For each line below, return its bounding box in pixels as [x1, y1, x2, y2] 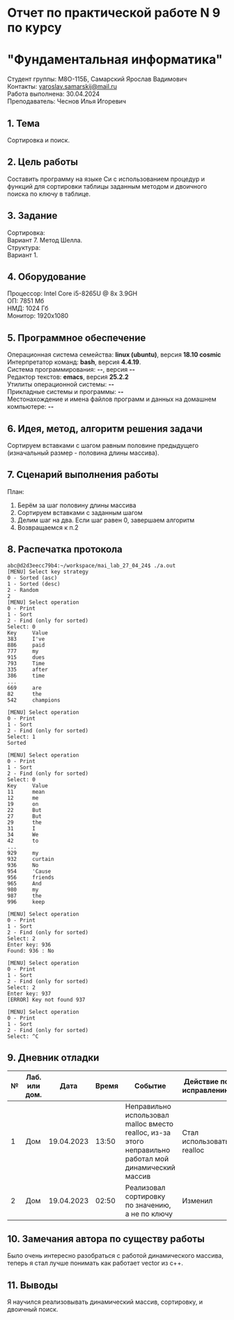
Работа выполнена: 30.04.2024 [7, 89, 100, 99]
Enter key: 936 [7, 941, 52, 948]
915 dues [7, 653, 45, 661]
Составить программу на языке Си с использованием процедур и [7, 175, 205, 183]
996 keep [7, 898, 45, 906]
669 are [7, 684, 42, 691]
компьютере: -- [7, 402, 54, 411]
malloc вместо [125, 1119, 174, 1129]
